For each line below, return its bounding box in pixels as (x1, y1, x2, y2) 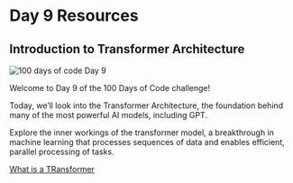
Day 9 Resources (9, 5, 139, 26)
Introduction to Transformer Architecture (9, 41, 245, 57)
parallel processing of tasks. (9, 146, 114, 157)
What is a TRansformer (9, 164, 95, 174)
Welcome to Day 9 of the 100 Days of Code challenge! (9, 83, 211, 93)
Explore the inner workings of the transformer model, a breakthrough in (9, 127, 275, 138)
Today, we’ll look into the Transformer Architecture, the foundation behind (9, 100, 284, 111)
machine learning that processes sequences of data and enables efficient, (9, 137, 286, 147)
